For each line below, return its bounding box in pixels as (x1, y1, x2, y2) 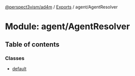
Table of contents (5, 40, 59, 48)
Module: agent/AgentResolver (5, 21, 130, 32)
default (12, 65, 27, 72)
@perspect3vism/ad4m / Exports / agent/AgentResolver (5, 4, 118, 10)
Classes (5, 55, 25, 61)
